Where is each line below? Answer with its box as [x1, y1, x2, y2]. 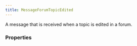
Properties [5, 34, 32, 41]
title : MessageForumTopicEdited [5, 7, 73, 13]
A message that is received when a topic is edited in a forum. [5, 21, 132, 27]
